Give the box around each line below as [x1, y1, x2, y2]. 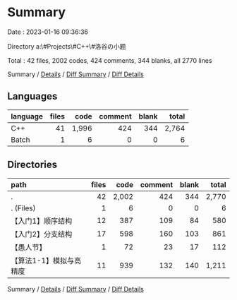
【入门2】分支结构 [11, 229, 73, 239]
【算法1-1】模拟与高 [11, 256, 82, 265]
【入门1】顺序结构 [11, 216, 73, 226]
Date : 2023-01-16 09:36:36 [7, 28, 88, 36]
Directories [7, 159, 58, 171]
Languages [7, 90, 58, 102]
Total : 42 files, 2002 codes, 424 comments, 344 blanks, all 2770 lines [7, 56, 213, 64]
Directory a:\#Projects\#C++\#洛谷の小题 [7, 42, 126, 50]
